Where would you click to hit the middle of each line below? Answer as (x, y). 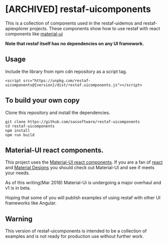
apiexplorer (17, 28)
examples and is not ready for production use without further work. (74, 236)
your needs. (18, 173)
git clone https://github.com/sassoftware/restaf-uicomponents (73, 121)
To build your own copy (43, 101)
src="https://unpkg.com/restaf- (57, 81)
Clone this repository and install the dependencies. (58, 112)
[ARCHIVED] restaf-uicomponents (78, 9)
